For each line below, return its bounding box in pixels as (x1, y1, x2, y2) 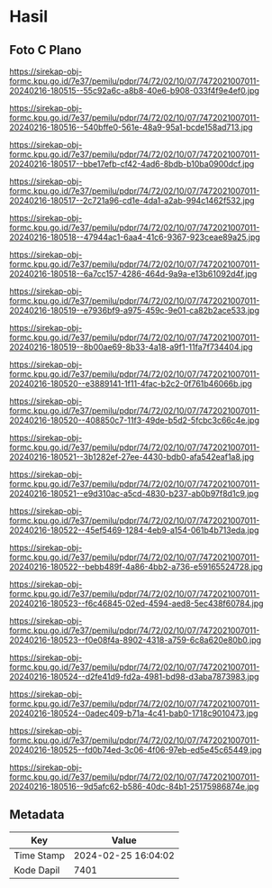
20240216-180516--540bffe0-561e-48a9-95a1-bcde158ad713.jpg (9, 122, 254, 133)
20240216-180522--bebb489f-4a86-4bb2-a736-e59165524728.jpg (9, 562, 263, 572)
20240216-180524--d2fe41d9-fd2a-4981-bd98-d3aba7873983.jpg (9, 672, 259, 682)
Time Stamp (14, 849, 66, 862)
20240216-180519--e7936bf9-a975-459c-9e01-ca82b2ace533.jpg (9, 305, 259, 316)
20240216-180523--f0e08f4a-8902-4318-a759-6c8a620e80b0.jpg (9, 635, 262, 645)
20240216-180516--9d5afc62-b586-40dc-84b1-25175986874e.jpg (9, 782, 259, 792)
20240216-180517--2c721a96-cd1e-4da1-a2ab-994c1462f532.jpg (9, 196, 255, 206)
